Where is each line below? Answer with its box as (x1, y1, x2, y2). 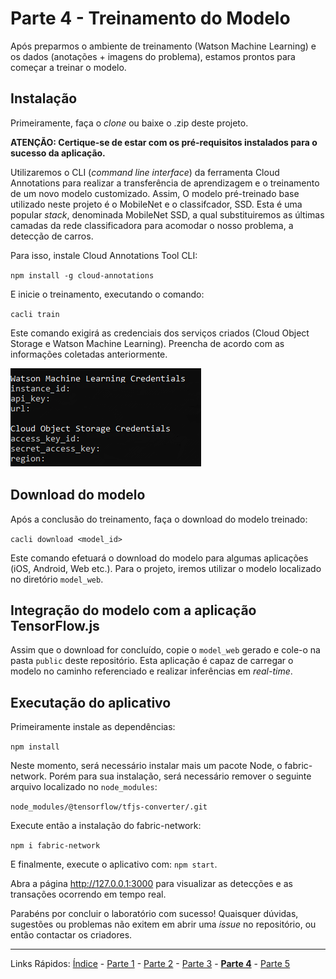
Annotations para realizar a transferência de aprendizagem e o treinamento (10, 177, 320, 189)
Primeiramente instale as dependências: (10, 721, 176, 733)
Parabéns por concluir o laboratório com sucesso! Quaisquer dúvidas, (10, 908, 299, 920)
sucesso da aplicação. (10, 147, 106, 159)
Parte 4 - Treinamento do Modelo (10, 7, 291, 30)
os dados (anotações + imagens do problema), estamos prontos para (10, 50, 296, 62)
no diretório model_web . (10, 573, 104, 585)
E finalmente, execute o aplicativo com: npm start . (10, 858, 218, 871)
